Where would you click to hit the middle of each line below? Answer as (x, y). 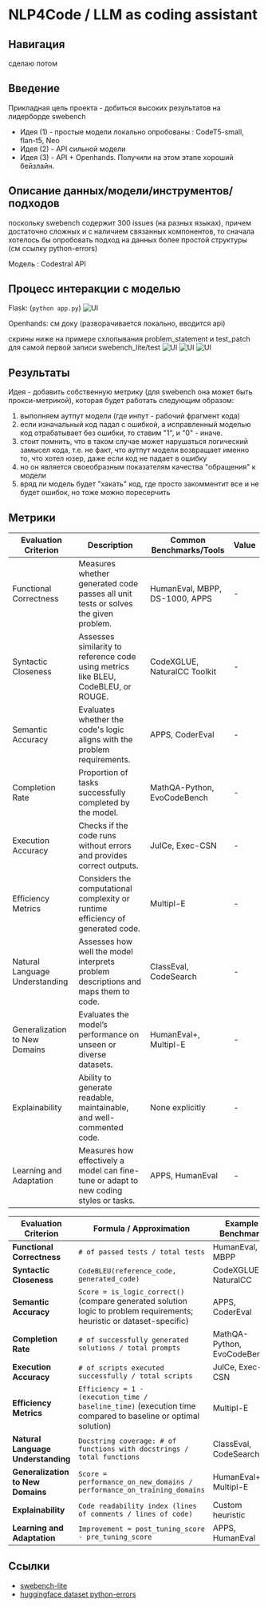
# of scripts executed (122, 1368)
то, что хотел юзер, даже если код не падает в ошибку (113, 458)
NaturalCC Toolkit (183, 672)
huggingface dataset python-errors (78, 1594)
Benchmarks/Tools (188, 550)
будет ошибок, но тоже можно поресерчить (95, 493)
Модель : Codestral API (47, 264)
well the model (106, 952)
